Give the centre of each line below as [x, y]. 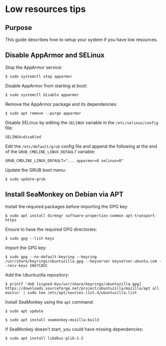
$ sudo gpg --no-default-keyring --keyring [51, 257]
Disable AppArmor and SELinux [55, 55]
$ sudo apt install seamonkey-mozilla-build [52, 320]
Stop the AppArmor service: [34, 67]
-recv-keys [16, 266]
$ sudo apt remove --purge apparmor [43, 113]
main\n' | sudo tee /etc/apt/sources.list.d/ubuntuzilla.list [71, 293]
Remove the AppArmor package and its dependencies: [61, 104]
